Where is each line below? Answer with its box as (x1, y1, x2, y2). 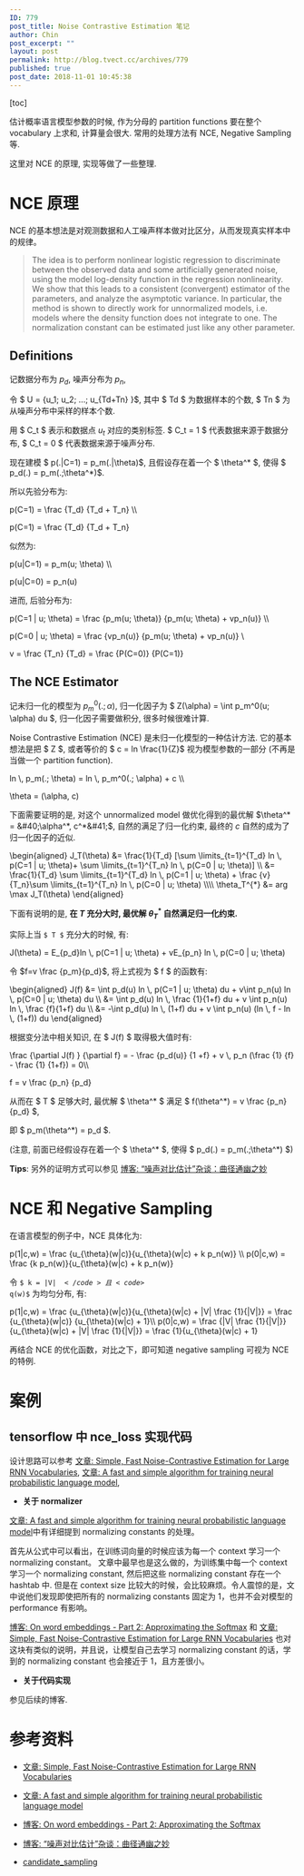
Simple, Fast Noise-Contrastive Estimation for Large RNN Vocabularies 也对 (9, 1633, 292, 1644)
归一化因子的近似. (9, 832, 76, 843)
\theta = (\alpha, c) (9, 791, 80, 801)
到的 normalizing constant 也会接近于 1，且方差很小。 (9, 1655, 210, 1666)
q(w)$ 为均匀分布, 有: (9, 1288, 87, 1299)
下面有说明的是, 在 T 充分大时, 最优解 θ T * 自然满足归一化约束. (9, 907, 238, 921)
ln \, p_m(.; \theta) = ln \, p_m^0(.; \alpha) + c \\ (9, 773, 184, 784)
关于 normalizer (22, 1495, 83, 1507)
